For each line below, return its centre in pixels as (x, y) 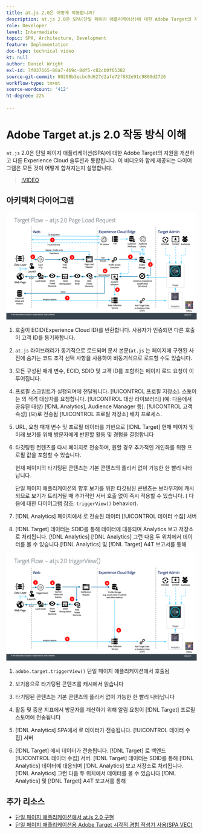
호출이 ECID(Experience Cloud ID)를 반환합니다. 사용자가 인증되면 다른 (99, 330)
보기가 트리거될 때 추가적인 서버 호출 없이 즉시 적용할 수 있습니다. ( (109, 496)
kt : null (17, 58)
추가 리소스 (26, 802)
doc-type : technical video (40, 51)
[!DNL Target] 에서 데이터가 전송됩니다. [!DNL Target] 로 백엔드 (90, 750)
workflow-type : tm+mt (34, 83)
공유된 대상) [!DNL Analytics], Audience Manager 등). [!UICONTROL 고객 (104, 406)
